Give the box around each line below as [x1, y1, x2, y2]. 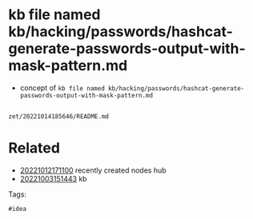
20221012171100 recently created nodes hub [19, 165, 167, 175]
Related [8, 139, 60, 157]
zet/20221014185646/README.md [8, 112, 110, 121]
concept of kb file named [19, 82, 106, 93]
